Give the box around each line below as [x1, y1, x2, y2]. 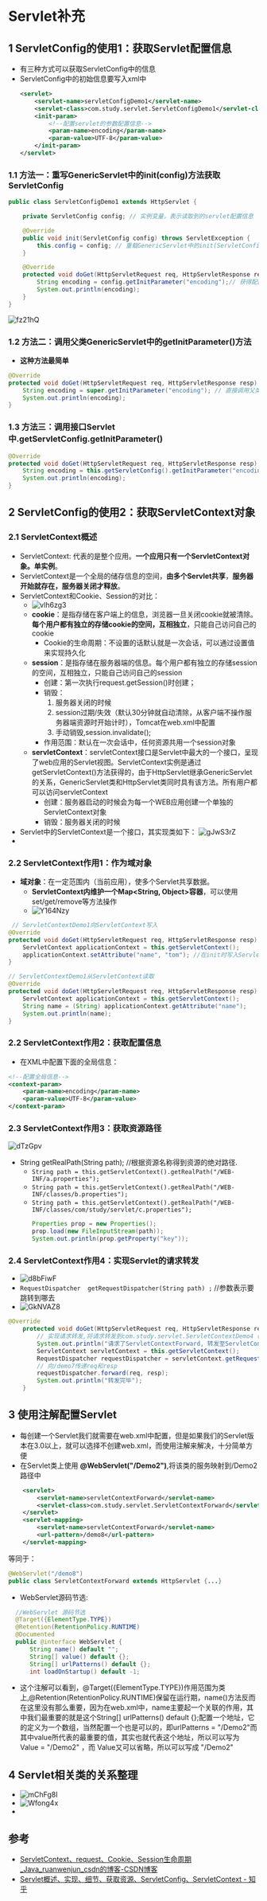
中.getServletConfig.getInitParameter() [8, 433, 163, 444]
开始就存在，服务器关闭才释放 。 [19, 581, 125, 590]
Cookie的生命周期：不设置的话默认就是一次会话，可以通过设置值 [43, 638, 255, 647]
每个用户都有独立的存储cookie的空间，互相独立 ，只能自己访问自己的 [31, 619, 257, 629]
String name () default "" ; [29, 1645, 119, 1653]
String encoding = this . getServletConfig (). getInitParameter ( [22, 467, 233, 475]
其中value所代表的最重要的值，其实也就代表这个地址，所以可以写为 [19, 1733, 240, 1743]
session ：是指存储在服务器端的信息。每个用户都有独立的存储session [31, 658, 257, 667]
